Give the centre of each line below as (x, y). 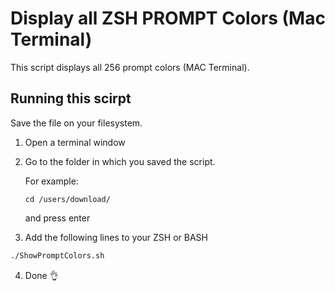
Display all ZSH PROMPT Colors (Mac (168, 18)
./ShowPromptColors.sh (57, 255)
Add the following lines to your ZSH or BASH (116, 237)
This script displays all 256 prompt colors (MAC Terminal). (130, 67)
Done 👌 (41, 275)
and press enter (57, 218)
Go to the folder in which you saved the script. (120, 161)
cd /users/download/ (67, 199)
